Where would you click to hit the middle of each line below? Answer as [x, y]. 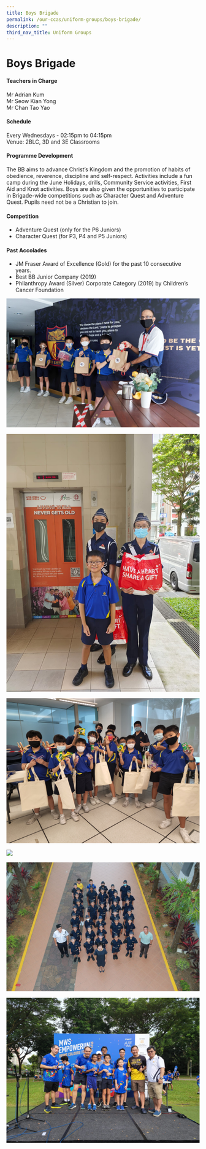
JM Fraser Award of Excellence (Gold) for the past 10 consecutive [98, 264]
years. [23, 271]
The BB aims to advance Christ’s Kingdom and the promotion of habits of [98, 169]
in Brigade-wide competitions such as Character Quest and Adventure [95, 196]
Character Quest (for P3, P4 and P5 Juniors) [71, 236]
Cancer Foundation [40, 290]
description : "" [27, 26]
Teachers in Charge [32, 81]
